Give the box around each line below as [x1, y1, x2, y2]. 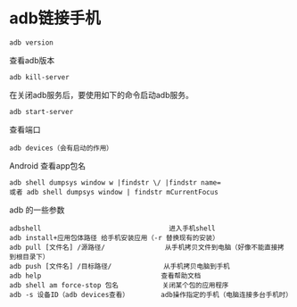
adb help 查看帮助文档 [9, 271, 202, 280]
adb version [9, 37, 54, 47]
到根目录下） [9, 252, 50, 261]
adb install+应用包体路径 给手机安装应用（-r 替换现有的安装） [9, 233, 220, 242]
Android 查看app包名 [9, 160, 87, 170]
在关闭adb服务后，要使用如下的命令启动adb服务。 [9, 89, 194, 100]
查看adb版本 [9, 54, 55, 65]
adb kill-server [9, 72, 70, 81]
